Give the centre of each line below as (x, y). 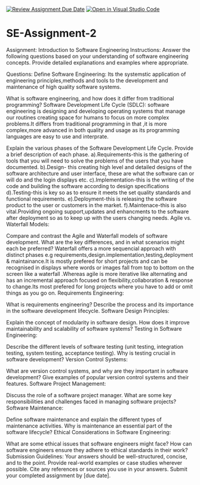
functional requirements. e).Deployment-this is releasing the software (92, 199)
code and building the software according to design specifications (88, 186)
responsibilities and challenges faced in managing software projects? (91, 401)
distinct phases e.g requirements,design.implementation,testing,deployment (100, 254)
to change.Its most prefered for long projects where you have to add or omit (99, 286)
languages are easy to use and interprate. (57, 136)
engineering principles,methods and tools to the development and (87, 80)
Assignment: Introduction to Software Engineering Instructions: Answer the (98, 50)
